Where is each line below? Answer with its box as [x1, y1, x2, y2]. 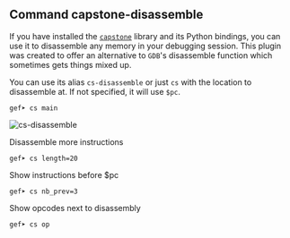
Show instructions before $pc [9, 169, 119, 180]
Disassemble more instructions [9, 136, 124, 147]
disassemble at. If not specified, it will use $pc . [9, 86, 181, 97]
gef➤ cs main [9, 103, 58, 113]
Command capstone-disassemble [9, 7, 204, 22]
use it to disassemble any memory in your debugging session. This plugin [9, 40, 281, 51]
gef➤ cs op [9, 219, 50, 229]
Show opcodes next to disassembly [9, 202, 141, 213]
